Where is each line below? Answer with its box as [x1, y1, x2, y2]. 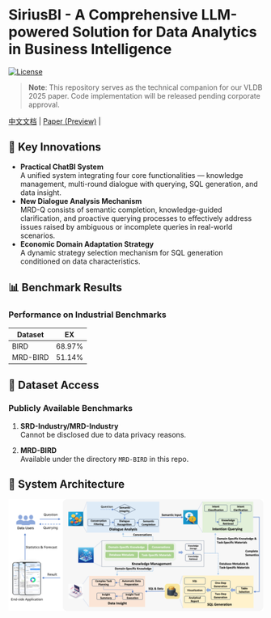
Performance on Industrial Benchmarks [8, 309, 167, 320]
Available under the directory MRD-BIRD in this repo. [19, 454, 189, 463]
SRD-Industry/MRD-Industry [19, 421, 119, 430]
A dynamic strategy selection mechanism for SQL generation [19, 248, 224, 257]
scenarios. [19, 231, 56, 240]
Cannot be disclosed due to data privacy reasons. [19, 430, 187, 439]
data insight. [19, 188, 62, 197]
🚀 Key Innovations [8, 140, 101, 154]
